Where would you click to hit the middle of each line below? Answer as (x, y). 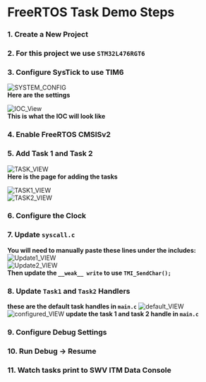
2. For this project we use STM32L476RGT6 (76, 54)
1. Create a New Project (48, 35)
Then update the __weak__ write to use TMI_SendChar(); (89, 273)
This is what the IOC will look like (56, 117)
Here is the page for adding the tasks (62, 177)
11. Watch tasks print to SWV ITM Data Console (89, 370)
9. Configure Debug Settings (57, 332)
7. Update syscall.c (41, 235)
